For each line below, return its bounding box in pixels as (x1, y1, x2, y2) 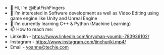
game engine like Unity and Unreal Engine (10, 15, 97, 21)
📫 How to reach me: (10, 26, 53, 32)
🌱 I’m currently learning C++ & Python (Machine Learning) (10, 20, 131, 26)
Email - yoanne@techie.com (10, 44, 69, 50)
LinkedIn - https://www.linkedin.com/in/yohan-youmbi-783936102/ (10, 33, 150, 39)
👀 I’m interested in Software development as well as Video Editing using (10, 10, 159, 16)
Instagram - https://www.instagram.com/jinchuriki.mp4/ (10, 39, 126, 44)
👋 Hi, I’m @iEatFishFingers (10, 5, 65, 10)
